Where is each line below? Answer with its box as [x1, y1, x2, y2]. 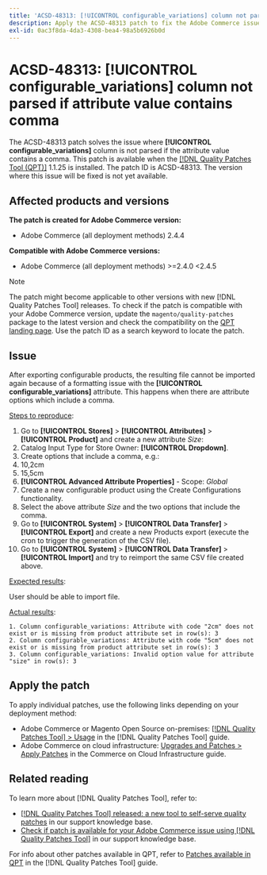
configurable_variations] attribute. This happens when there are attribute [9, 387, 250, 396]
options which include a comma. [9, 395, 115, 405]
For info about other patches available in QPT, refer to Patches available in [9, 849, 251, 858]
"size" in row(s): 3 [9, 657, 78, 665]
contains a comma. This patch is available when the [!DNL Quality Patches [9, 154, 252, 164]
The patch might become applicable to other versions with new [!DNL [9, 292, 236, 302]
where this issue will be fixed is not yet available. [9, 172, 169, 181]
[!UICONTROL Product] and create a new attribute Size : [20, 434, 204, 444]
